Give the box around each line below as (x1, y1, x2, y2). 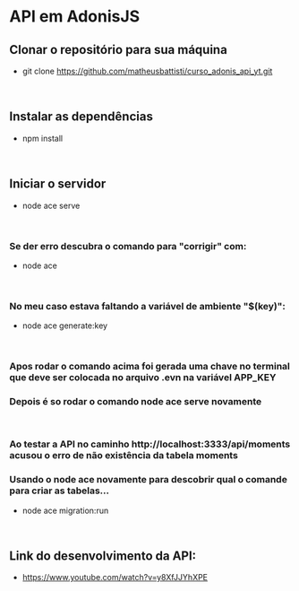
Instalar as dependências (9, 109, 154, 125)
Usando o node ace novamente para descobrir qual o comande (9, 474, 288, 486)
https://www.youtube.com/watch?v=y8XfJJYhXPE (21, 572, 209, 583)
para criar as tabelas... (9, 484, 110, 497)
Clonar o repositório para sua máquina (9, 42, 228, 57)
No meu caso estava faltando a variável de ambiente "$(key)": (9, 300, 286, 312)
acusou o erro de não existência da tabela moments (9, 449, 239, 462)
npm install (21, 133, 64, 143)
